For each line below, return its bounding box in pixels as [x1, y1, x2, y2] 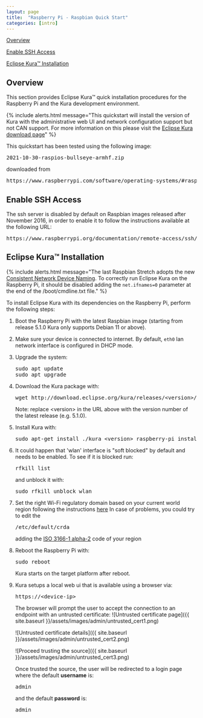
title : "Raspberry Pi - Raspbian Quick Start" [6, 14, 129, 21]
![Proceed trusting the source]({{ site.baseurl [14, 647, 127, 654]
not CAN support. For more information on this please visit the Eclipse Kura [6, 124, 193, 132]
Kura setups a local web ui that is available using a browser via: [14, 581, 173, 589]
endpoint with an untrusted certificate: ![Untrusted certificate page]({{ [14, 611, 190, 618]
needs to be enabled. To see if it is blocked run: [14, 453, 134, 460]
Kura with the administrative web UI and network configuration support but [6, 118, 193, 126]
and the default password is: [14, 694, 88, 702]
